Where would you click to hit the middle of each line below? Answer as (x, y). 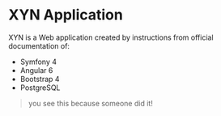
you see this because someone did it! (91, 103)
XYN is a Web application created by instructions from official (111, 37)
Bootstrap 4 (40, 79)
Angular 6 (36, 70)
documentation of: (39, 45)
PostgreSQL (40, 88)
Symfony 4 (38, 62)
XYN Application (66, 15)
